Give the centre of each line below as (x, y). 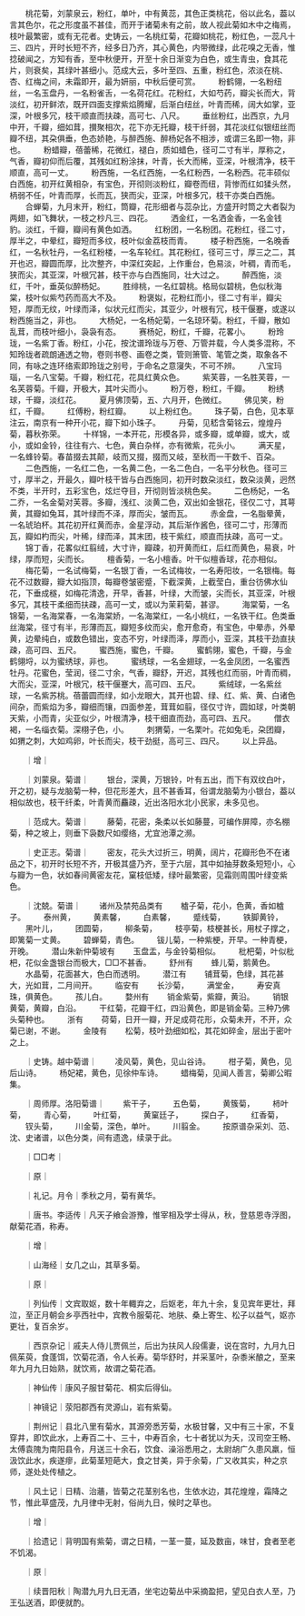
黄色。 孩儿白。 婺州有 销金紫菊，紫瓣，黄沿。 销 (157, 997)
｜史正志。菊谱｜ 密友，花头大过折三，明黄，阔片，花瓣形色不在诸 (157, 852)
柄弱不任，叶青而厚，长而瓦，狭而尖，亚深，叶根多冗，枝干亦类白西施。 (144, 195)
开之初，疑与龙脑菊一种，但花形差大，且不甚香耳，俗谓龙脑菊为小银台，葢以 (152, 791)
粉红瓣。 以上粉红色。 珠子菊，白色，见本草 (197, 411)
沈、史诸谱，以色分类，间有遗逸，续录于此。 (93, 1138)
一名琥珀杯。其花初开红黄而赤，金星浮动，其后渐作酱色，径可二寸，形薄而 (148, 525)
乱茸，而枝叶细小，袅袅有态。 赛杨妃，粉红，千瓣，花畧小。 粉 (143, 331)
